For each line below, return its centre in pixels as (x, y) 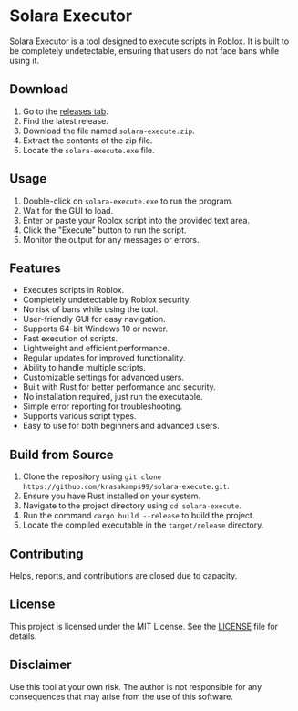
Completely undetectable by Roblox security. (107, 300)
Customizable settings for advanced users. (103, 377)
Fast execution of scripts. (70, 339)
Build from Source (62, 454)
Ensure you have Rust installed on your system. (111, 496)
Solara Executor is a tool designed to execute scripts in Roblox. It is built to (149, 41)
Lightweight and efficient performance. (96, 349)
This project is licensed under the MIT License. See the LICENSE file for (144, 626)
